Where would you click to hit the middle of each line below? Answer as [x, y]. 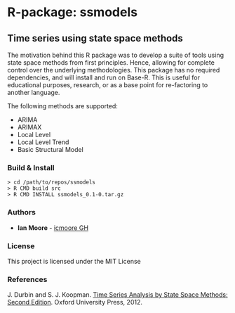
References [27, 279]
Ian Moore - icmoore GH [53, 228]
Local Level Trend [43, 142]
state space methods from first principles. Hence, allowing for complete [111, 63]
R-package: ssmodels [73, 12]
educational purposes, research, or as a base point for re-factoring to [108, 85]
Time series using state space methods [95, 38]
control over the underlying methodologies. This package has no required [114, 70]
